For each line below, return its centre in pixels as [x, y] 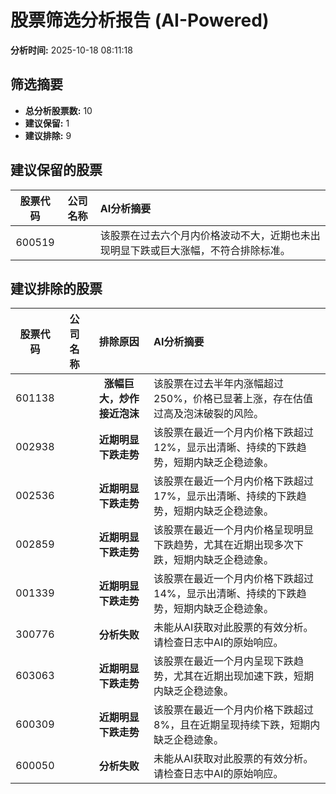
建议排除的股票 [56, 288]
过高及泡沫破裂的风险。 [209, 414]
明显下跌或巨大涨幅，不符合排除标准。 [200, 250]
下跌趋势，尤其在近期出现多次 [224, 545]
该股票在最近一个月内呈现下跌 [224, 661]
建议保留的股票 [56, 170]
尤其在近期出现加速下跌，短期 [244, 676]
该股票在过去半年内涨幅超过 [219, 384]
